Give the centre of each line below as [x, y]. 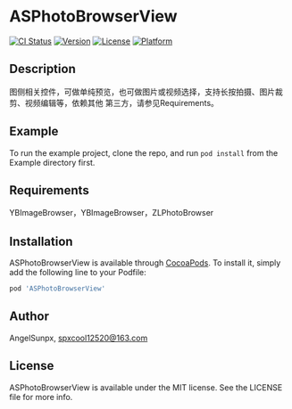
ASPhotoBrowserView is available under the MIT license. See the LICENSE [146, 387]
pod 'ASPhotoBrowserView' [57, 289]
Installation [41, 241]
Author [29, 317]
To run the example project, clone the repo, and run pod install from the [144, 152]
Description [42, 69]
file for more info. [41, 397]
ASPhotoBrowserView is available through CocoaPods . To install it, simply [145, 263]
